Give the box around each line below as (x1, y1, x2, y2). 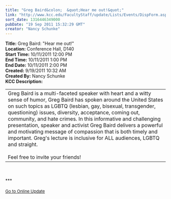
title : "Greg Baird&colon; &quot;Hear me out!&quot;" (5, 7, 124, 13)
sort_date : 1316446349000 (5, 17, 60, 22)
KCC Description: (5, 79, 43, 85)
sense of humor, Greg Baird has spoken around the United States (8, 96, 163, 104)
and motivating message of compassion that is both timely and (8, 128, 158, 135)
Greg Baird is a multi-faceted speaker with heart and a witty (8, 90, 151, 97)
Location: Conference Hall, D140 (5, 46, 74, 52)
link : (5, 12, 17, 17)
